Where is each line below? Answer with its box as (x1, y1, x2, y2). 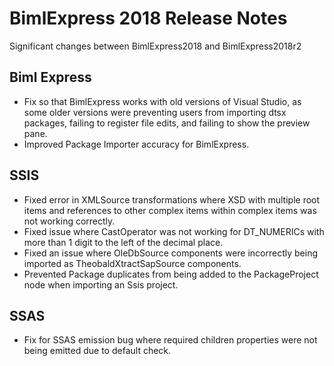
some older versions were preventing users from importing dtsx (23, 106, 287, 118)
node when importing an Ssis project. (23, 278, 179, 291)
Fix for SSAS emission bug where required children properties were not (23, 334, 318, 346)
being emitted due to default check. (23, 345, 172, 357)
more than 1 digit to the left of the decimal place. (23, 236, 224, 248)
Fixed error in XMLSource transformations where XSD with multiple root (23, 193, 321, 206)
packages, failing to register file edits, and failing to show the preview (23, 117, 311, 129)
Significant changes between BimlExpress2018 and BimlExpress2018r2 (9, 40, 302, 52)
